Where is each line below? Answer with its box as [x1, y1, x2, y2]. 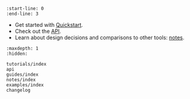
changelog [6, 87, 31, 93]
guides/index [6, 72, 39, 78]
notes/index [6, 77, 36, 83]
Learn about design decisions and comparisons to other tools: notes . [14, 34, 185, 41]
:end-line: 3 [6, 11, 39, 17]
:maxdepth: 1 [6, 45, 39, 51]
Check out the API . [14, 27, 62, 35]
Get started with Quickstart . [14, 21, 84, 28]
